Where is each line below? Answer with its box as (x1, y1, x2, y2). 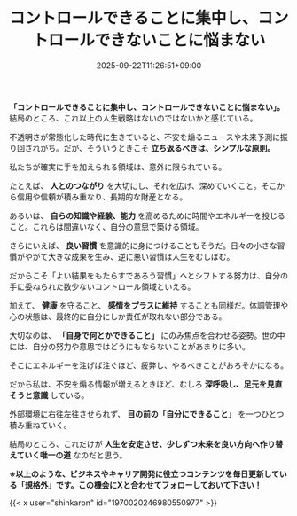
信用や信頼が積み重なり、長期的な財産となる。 (16, 192, 188, 202)
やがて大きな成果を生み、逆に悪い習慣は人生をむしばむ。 (24, 251, 235, 262)
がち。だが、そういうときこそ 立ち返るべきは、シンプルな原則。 (39, 143, 276, 153)
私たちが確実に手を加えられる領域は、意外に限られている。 (9, 161, 227, 172)
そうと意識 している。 (9, 389, 90, 400)
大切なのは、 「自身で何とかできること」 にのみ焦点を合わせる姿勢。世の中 (9, 330, 285, 340)
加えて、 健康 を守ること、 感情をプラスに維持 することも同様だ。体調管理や (9, 300, 289, 310)
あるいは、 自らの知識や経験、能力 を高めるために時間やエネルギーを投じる (9, 210, 285, 221)
